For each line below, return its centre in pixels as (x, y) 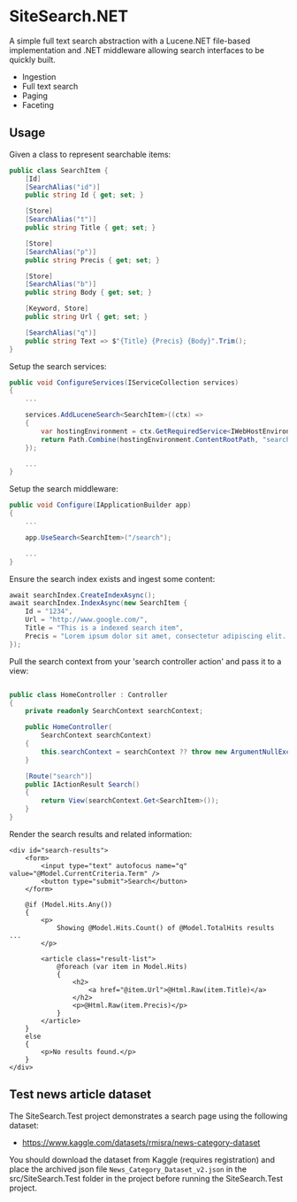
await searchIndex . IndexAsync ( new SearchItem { (99, 603)
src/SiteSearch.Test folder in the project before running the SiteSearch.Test (146, 1178)
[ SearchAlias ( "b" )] (61, 284)
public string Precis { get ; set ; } (93, 260)
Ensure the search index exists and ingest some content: (112, 578)
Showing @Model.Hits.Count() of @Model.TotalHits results (165, 927)
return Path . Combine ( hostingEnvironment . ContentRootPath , (150, 439)
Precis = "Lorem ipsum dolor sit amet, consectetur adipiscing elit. (156, 636)
